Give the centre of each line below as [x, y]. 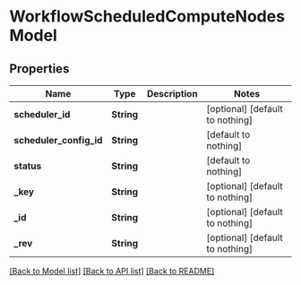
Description [172, 94]
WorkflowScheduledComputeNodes [147, 17]
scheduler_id [42, 114]
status [28, 166]
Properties [39, 69]
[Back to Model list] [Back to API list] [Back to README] [112, 271]
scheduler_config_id [58, 140]
